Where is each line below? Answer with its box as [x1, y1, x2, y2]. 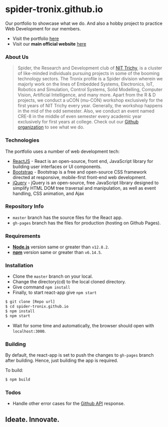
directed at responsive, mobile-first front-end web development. [12, 174, 147, 180]
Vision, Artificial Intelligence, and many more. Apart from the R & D [17, 92, 156, 98]
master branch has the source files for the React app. [12, 214, 123, 221]
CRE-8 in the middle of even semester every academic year [17, 113, 142, 119]
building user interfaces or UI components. [12, 163, 102, 169]
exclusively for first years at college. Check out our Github [17, 119, 139, 125]
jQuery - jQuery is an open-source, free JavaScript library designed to [12, 180, 159, 186]
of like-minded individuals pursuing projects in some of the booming [17, 70, 160, 76]
